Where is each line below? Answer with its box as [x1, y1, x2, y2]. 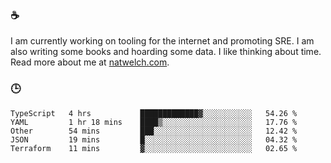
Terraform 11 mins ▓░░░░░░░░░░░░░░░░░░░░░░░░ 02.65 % [10, 143, 298, 153]
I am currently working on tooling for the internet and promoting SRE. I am [10, 35, 315, 47]
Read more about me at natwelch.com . [10, 56, 170, 68]
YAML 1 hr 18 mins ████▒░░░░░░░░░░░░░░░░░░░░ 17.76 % [10, 117, 298, 127]
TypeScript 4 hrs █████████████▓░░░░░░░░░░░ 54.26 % [10, 108, 298, 118]
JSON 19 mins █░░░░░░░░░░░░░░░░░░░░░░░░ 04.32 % [10, 134, 298, 145]
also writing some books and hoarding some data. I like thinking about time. [10, 46, 322, 58]
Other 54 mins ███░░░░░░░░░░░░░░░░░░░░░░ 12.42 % [10, 126, 298, 136]
